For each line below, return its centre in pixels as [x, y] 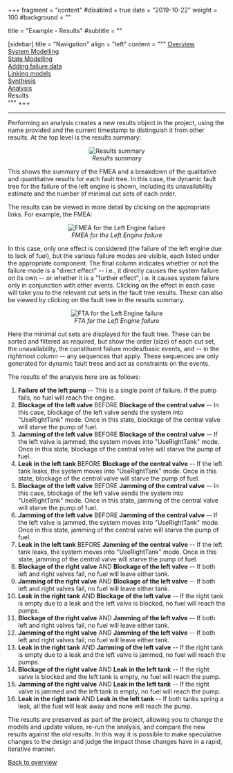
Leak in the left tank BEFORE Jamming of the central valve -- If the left [120, 544]
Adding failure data [35, 66]
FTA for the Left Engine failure [117, 320]
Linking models [29, 73]
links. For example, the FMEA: [50, 214]
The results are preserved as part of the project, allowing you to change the [115, 719]
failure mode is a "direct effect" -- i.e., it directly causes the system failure [113, 270]
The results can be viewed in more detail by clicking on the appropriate [109, 207]
